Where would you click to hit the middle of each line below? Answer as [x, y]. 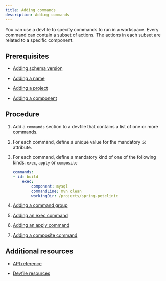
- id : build [25, 177]
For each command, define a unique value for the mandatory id [79, 142]
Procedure [22, 114]
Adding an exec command [40, 216]
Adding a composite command [45, 235]
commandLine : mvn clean [56, 191]
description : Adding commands [38, 15]
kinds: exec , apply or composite [45, 163]
